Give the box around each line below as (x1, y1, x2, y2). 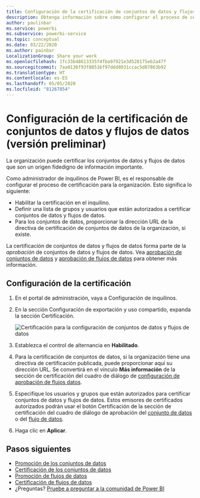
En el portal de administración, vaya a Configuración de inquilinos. (14, 294, 177, 301)
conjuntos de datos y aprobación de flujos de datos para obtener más (6, 254, 177, 262)
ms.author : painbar (6, 48, 55, 54)
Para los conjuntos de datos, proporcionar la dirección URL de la (14, 218, 173, 225)
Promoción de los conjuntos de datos (14, 460, 107, 467)
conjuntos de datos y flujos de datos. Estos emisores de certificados (14, 396, 183, 403)
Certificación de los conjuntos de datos (14, 466, 112, 474)
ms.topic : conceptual (6, 36, 60, 42)
